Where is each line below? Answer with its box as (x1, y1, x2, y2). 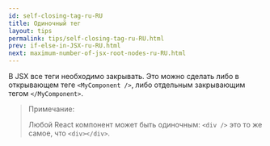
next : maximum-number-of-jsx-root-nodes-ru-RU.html (8, 49, 186, 57)
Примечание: (27, 104, 75, 114)
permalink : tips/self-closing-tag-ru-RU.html (8, 34, 164, 43)
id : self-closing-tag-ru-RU (8, 11, 103, 20)
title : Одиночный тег (8, 19, 82, 27)
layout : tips (8, 27, 53, 35)
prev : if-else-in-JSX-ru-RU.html (8, 42, 121, 50)
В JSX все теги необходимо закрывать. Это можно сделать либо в (8, 72, 240, 81)
